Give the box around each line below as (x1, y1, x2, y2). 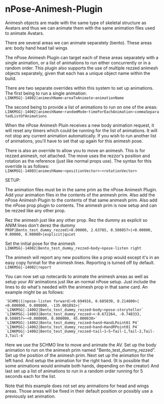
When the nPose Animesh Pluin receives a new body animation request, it (5, 122, 154, 128)
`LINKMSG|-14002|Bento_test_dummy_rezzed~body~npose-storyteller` (5, 307, 144, 312)
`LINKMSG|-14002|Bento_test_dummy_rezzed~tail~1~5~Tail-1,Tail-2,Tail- (5, 329, 155, 334)
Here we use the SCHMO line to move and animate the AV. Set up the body (5, 341, 157, 348)
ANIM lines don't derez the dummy (5, 222, 76, 228)
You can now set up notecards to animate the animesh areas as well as (5, 273, 149, 279)
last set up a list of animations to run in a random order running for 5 (5, 368, 143, 374)
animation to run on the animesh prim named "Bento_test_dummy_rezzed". (5, 347, 156, 353)
